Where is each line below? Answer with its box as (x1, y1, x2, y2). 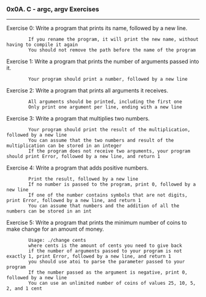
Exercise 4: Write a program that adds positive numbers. (6, 164, 149, 171)
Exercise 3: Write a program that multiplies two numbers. (6, 115, 150, 122)
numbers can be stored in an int (6, 208, 92, 214)
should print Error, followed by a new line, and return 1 (6, 154, 161, 160)
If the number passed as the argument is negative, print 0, (28, 269, 188, 276)
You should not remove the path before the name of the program (28, 47, 196, 53)
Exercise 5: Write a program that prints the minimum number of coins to (6, 219, 187, 227)
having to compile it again (6, 42, 78, 48)
